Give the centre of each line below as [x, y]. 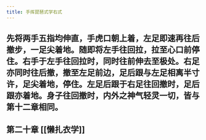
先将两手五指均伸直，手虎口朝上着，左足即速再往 [99, 38]
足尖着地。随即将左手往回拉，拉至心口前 [115, 50]
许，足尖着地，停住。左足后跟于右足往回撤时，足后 [103, 84]
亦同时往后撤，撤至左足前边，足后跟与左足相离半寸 [103, 73]
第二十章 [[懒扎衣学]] [46, 130]
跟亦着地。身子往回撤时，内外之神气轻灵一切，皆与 [103, 96]
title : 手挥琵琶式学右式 [34, 12]
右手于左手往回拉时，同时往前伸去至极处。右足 [111, 61]
